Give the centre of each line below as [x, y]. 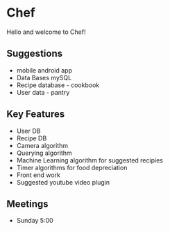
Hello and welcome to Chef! [46, 32]
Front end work [38, 175]
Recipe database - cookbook [58, 85]
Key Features [36, 114]
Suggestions [35, 54]
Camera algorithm [42, 145]
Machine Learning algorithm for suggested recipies [90, 160]
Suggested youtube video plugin [63, 182]
